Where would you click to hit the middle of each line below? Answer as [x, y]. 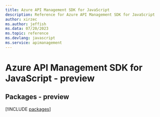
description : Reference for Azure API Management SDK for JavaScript [80, 15]
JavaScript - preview [50, 78]
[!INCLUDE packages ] [28, 109]
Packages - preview [37, 97]
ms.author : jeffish [26, 24]
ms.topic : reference [27, 33]
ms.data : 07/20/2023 [27, 29]
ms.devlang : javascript [30, 38]
